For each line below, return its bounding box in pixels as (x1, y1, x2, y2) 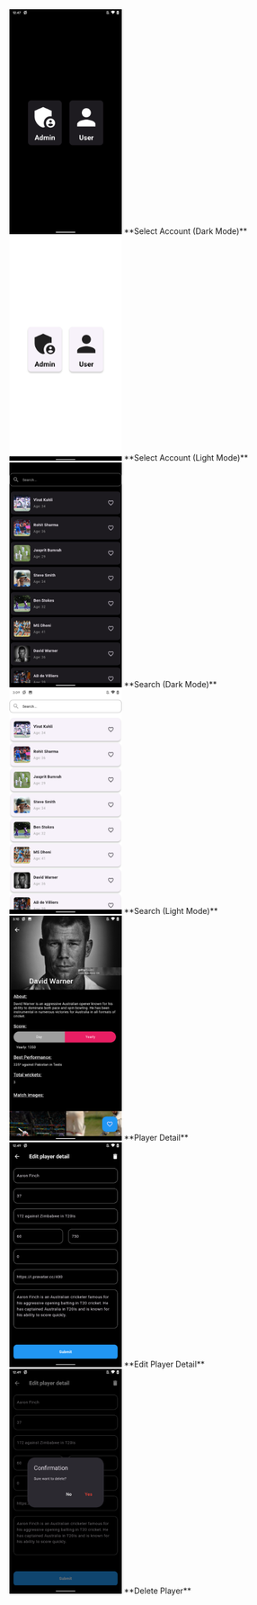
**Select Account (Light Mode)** (123, 453, 249, 462)
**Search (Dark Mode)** (123, 679, 217, 689)
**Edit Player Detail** (123, 1358, 205, 1369)
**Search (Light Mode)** (123, 906, 218, 916)
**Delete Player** (123, 1585, 191, 1596)
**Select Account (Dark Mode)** (123, 226, 248, 237)
